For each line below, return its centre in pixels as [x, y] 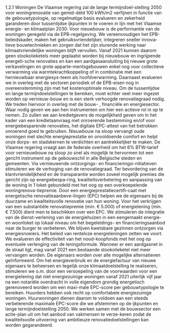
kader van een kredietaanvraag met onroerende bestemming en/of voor [80, 120]
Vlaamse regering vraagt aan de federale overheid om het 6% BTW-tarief [82, 147]
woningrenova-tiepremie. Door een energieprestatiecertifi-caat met [76, 190]
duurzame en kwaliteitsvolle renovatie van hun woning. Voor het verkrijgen [83, 201]
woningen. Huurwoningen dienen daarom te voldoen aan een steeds [77, 298]
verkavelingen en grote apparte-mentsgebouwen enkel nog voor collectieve [84, 66]
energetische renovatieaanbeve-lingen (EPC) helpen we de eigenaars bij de [84, 196]
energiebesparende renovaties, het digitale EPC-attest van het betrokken [82, 126]
